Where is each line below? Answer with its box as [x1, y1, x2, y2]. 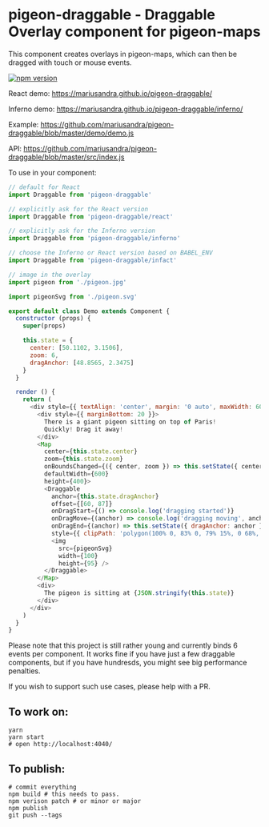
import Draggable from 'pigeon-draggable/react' [8, 212, 174, 221]
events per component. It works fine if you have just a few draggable [8, 649, 235, 659]
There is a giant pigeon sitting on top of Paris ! [43, 418, 217, 426]
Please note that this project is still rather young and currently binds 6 [8, 640, 238, 650]
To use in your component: [8, 167, 98, 177]
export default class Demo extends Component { [8, 307, 171, 315]
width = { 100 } [58, 552, 98, 560]
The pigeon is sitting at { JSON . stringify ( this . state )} [43, 589, 235, 597]
